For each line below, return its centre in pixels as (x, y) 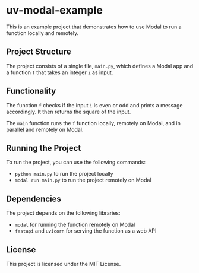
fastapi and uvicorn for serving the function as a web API (86, 231)
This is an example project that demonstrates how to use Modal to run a (94, 27)
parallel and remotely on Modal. (45, 129)
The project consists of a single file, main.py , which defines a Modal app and (100, 66)
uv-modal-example (54, 10)
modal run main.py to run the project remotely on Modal (83, 180)
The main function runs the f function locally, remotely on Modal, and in (94, 123)
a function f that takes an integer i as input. (60, 72)
